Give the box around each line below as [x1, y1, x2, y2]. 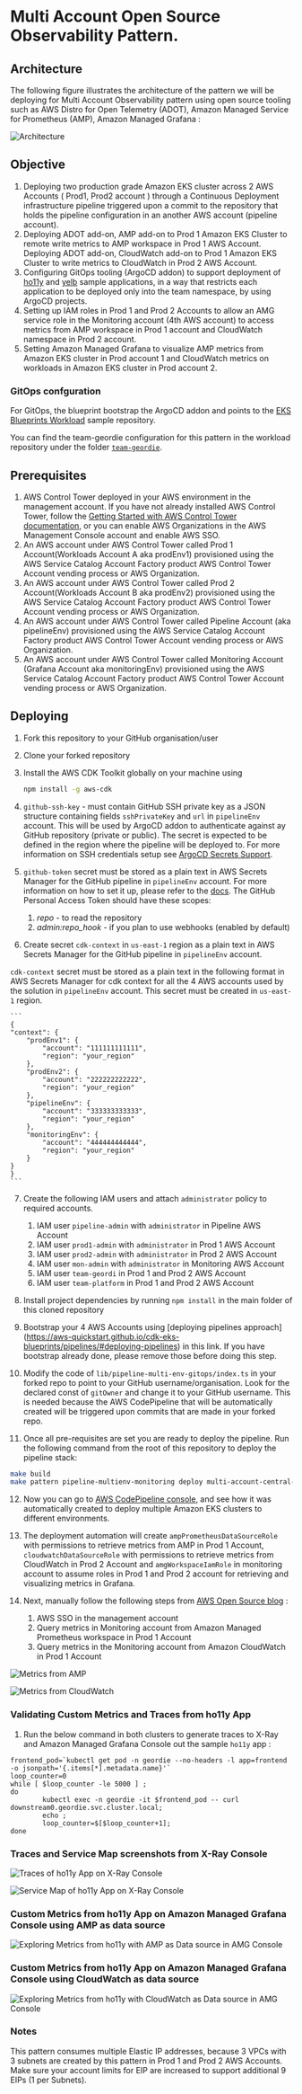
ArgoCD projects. [22, 295, 88, 306]
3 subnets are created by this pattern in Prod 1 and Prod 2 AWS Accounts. [10, 2055, 283, 2066]
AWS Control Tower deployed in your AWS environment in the [22, 492, 252, 502]
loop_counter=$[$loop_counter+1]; [42, 1818, 171, 1828]
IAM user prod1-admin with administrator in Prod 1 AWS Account [36, 1238, 276, 1250]
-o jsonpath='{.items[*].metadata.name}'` [10, 1763, 171, 1772]
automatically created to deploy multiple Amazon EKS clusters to [22, 1504, 263, 1514]
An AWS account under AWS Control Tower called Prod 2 [22, 577, 236, 588]
